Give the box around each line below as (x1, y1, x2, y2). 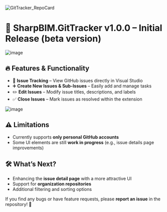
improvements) (12, 145, 44, 151)
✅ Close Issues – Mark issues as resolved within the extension (12, 96, 143, 102)
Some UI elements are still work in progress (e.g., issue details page (12, 139, 154, 145)
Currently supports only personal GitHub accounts (12, 134, 119, 140)
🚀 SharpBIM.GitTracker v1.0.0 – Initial (5, 23, 162, 34)
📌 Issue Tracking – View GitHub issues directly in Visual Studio (12, 77, 143, 83)
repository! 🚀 (5, 201, 32, 207)
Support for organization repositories (12, 181, 92, 187)
